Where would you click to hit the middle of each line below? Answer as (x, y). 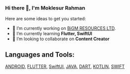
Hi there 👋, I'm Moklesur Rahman (45, 8)
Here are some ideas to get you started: (46, 19)
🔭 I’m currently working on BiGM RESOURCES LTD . (64, 28)
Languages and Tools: (40, 54)
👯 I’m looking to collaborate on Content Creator (61, 39)
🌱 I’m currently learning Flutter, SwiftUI (52, 34)
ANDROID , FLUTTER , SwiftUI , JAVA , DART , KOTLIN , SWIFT (65, 67)
